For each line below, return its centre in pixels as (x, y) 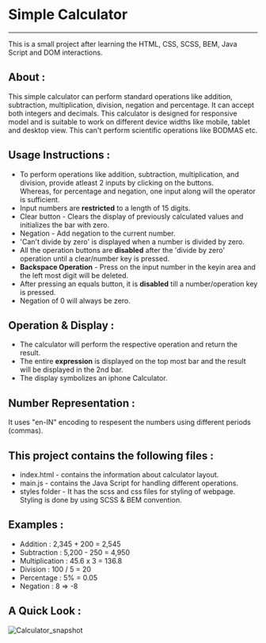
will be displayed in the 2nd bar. (72, 369)
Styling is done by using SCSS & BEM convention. (101, 500)
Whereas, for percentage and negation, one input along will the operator (137, 191)
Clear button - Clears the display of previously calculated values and (131, 216)
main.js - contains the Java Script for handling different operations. (129, 483)
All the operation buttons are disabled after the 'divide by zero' (122, 250)
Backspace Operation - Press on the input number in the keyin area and (137, 266)
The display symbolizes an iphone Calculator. (93, 378)
